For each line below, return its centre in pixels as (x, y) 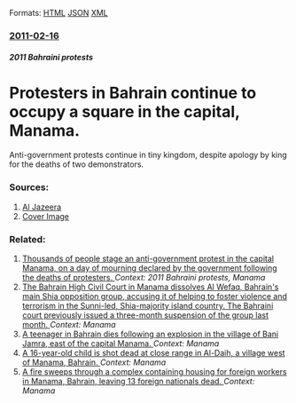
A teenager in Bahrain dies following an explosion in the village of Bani (150, 334)
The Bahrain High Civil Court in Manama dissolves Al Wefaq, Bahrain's (150, 287)
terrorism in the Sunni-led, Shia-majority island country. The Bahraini (148, 306)
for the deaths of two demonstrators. (77, 164)
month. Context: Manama (69, 325)
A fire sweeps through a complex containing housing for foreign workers (154, 372)
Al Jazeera (42, 207)
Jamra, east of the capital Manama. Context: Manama (121, 344)
